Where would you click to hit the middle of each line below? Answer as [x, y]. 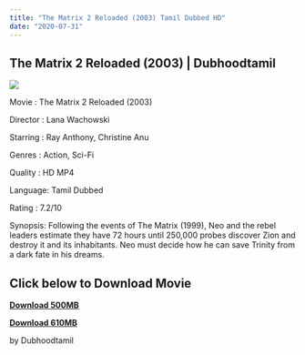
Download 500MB [44, 305]
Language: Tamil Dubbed [56, 190]
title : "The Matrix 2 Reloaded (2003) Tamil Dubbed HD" [117, 18]
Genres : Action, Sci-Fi [52, 155]
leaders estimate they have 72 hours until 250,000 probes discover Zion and [152, 235]
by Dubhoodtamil [42, 340]
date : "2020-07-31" [46, 26]
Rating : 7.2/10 [36, 208]
